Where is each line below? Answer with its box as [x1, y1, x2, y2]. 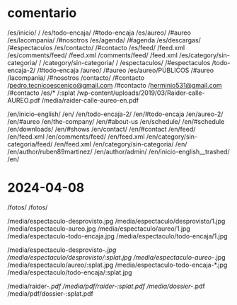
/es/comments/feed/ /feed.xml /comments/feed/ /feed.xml [7, 51, 178, 59]
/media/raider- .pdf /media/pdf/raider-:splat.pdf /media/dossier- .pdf [7, 282, 205, 290]
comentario [7, 5, 77, 21]
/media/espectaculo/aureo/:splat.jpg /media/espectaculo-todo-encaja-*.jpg [7, 260, 228, 269]
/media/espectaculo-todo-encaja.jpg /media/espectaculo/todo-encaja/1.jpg [7, 231, 228, 240]
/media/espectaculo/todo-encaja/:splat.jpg [7, 267, 132, 277]
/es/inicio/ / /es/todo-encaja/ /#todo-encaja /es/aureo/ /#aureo [7, 28, 191, 37]
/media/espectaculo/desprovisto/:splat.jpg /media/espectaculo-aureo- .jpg [7, 253, 226, 261]
